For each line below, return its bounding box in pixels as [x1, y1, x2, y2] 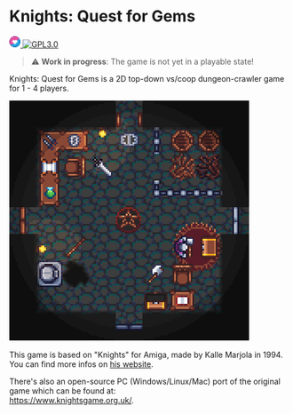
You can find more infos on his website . [9, 358, 154, 370]
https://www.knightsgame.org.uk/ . [9, 394, 135, 405]
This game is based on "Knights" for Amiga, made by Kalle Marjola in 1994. [9, 349, 283, 360]
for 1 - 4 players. [9, 83, 69, 93]
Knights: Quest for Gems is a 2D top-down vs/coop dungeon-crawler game [9, 73, 285, 84]
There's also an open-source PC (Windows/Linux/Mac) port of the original [9, 376, 281, 386]
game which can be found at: [9, 385, 116, 396]
